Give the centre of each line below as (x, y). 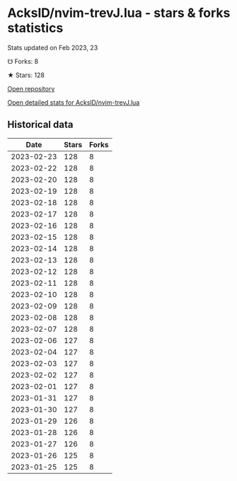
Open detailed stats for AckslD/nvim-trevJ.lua (74, 102)
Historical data (40, 125)
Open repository (31, 88)
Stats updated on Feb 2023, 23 (53, 47)
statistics (35, 28)
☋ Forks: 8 (23, 61)
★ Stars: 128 (26, 75)
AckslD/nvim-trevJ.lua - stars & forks (119, 13)
